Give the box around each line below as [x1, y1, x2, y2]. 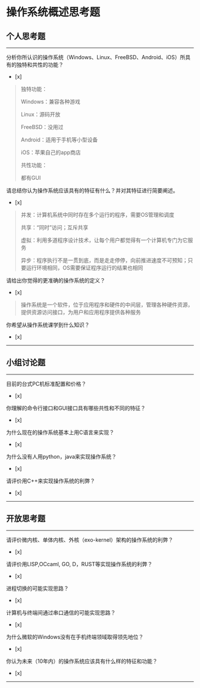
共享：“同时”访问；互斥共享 [20, 224, 89, 231]
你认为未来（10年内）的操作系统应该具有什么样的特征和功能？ [6, 658, 158, 665]
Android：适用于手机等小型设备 [20, 136, 98, 143]
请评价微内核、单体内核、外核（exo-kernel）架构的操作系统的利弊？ [6, 536, 174, 543]
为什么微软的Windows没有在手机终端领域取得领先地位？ [6, 633, 144, 640]
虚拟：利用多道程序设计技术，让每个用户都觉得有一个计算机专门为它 [20, 236, 188, 244]
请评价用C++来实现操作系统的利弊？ [6, 477, 95, 484]
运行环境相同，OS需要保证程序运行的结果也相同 [26, 264, 143, 271]
